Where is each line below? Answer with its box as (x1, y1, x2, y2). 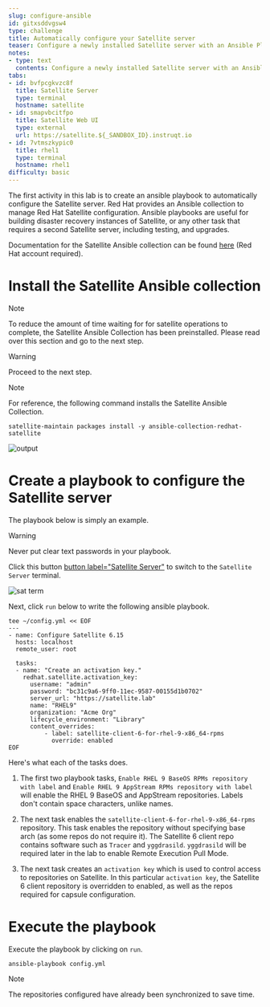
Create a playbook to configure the (8, 471, 246, 490)
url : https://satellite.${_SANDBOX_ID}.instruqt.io (15, 131, 193, 139)
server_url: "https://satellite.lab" (29, 694, 157, 703)
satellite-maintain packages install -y (8, 422, 146, 430)
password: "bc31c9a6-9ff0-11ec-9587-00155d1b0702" (29, 687, 203, 695)
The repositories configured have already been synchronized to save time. (8, 989, 255, 999)
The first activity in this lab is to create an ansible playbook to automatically (8, 190, 258, 200)
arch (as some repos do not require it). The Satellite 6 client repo (19, 831, 235, 841)
